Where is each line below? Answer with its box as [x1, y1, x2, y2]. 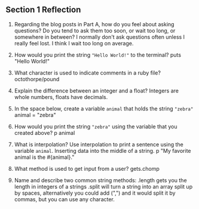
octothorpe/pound [14, 75, 60, 82]
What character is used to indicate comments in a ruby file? [14, 69, 161, 76]
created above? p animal [14, 129, 75, 136]
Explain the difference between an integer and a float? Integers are [14, 87, 179, 94]
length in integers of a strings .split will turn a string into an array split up [14, 183, 192, 190]
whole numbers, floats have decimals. [14, 93, 108, 100]
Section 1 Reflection [5, 5, 81, 15]
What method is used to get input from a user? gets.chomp [14, 165, 160, 172]
